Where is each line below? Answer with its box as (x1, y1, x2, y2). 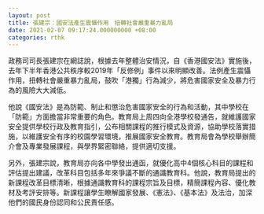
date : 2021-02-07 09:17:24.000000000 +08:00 (8, 26, 156, 34)
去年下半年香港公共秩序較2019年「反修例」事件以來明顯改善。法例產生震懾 (8, 66, 251, 76)
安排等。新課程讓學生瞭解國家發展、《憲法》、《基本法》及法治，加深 (35, 188, 253, 197)
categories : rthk (8, 33, 65, 42)
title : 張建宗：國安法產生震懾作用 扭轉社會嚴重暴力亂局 (8, 19, 174, 27)
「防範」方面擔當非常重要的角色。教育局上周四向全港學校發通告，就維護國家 (8, 112, 256, 122)
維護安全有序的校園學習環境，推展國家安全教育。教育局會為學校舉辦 (28, 131, 249, 142)
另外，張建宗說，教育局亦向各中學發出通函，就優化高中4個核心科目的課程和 (8, 158, 254, 168)
